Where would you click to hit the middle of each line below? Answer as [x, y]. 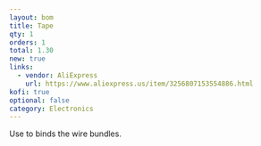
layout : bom [31, 17]
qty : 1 [21, 34]
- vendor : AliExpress [58, 76]
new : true [28, 59]
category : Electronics [51, 109]
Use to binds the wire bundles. [66, 134]
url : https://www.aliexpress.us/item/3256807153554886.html [139, 84]
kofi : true [29, 92]
